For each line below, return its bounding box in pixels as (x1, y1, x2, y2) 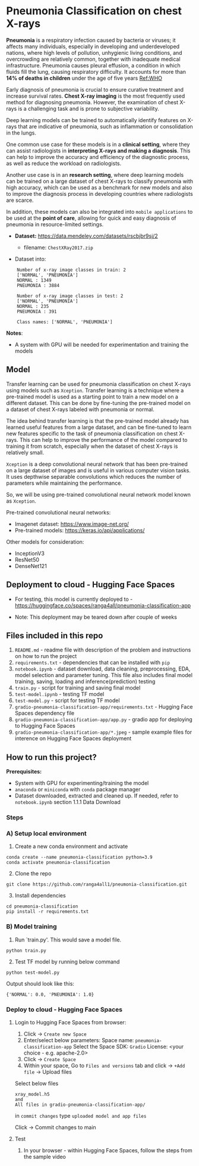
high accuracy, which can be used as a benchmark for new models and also (6, 183, 192, 191)
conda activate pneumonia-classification (6, 859, 110, 866)
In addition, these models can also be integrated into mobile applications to (6, 208, 193, 215)
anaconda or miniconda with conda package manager (14, 786, 141, 793)
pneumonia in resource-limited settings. (6, 220, 104, 227)
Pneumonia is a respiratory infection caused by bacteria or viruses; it (6, 36, 176, 43)
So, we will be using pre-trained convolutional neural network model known (6, 491, 191, 498)
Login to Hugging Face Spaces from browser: (14, 1019, 127, 1025)
